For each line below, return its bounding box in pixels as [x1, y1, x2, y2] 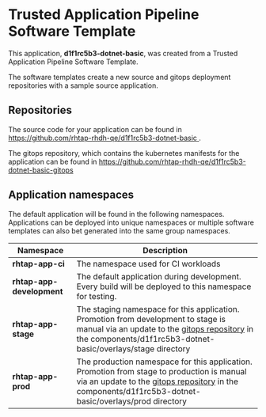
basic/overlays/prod [76, 396, 152, 407]
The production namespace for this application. [76, 356, 253, 367]
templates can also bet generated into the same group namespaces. [8, 226, 231, 235]
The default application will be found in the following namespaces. [8, 209, 225, 218]
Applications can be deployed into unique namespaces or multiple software [8, 218, 255, 227]
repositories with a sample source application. [8, 81, 158, 90]
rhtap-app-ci [12, 258, 65, 269]
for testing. [76, 290, 117, 301]
